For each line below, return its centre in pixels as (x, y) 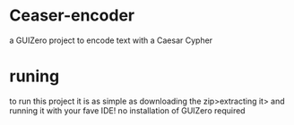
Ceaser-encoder (72, 16)
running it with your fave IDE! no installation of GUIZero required (127, 110)
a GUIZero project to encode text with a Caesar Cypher (111, 40)
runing (35, 76)
